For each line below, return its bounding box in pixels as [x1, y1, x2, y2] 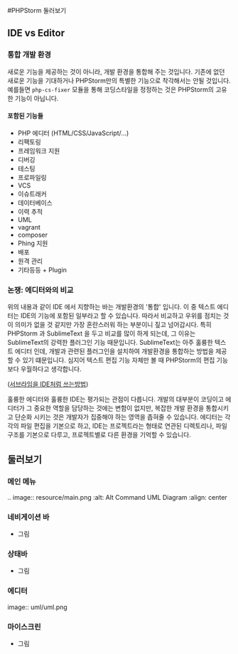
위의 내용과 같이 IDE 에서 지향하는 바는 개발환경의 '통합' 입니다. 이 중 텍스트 [7, 303, 216, 311]
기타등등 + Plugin [17, 265, 67, 274]
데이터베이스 [17, 198, 53, 207]
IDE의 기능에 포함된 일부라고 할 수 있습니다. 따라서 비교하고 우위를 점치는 [20, 311, 222, 320]
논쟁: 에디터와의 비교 [7, 285, 74, 295]
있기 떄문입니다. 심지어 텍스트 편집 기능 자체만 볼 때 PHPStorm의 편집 [22, 356, 215, 365]
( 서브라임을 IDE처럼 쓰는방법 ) [7, 380, 89, 389]
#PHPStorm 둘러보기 [7, 6, 67, 14]
